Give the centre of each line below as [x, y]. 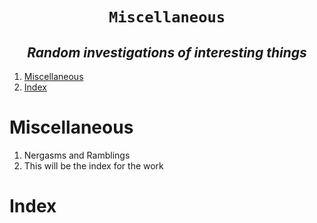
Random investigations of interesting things [167, 52]
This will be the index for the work [93, 165]
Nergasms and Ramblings [77, 155]
